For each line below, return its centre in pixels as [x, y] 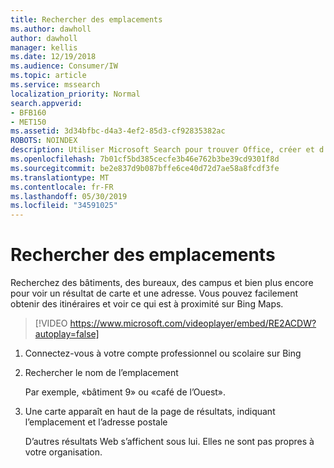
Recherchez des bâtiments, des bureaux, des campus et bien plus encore [162, 283]
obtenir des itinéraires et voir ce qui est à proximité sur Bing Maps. [147, 304]
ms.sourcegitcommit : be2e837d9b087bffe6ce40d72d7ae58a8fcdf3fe [145, 168]
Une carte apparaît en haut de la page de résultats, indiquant [150, 412]
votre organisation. [63, 452]
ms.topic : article [48, 76]
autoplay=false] [67, 334]
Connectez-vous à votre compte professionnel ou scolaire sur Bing [163, 353]
